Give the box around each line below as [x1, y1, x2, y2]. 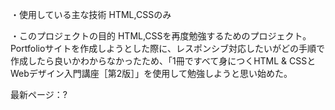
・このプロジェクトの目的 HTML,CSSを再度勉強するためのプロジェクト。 [10, 30, 312, 42]
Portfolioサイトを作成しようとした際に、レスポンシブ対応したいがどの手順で [10, 43, 325, 54]
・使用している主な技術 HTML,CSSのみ [10, 9, 172, 20]
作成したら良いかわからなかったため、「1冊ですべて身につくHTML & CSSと [10, 55, 317, 67]
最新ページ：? [10, 89, 68, 100]
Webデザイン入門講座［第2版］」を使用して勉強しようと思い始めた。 [10, 68, 293, 79]
